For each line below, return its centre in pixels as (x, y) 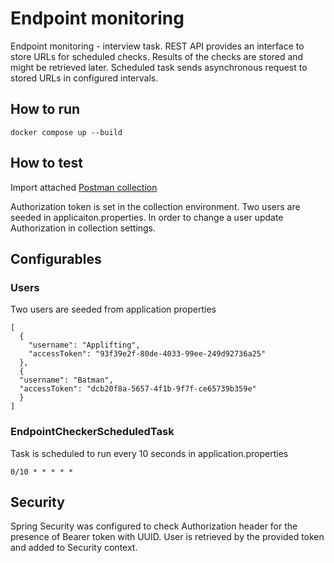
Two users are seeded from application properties (113, 309)
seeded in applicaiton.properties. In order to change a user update (147, 217)
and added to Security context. (74, 548)
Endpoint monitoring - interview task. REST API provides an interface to (157, 46)
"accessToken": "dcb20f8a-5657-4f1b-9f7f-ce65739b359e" (138, 389)
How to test (46, 163)
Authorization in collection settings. (83, 228)
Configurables (56, 258)
